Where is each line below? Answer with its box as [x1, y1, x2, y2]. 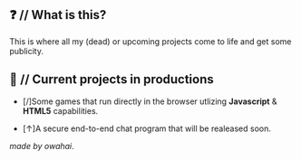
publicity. [9, 45, 44, 56]
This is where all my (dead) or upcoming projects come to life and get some [9, 35, 292, 47]
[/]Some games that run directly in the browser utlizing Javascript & [22, 96, 278, 107]
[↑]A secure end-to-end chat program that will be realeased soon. [22, 123, 272, 134]
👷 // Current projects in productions [9, 71, 215, 88]
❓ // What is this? [9, 7, 107, 23]
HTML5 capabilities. [22, 105, 99, 116]
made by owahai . [9, 140, 74, 151]
